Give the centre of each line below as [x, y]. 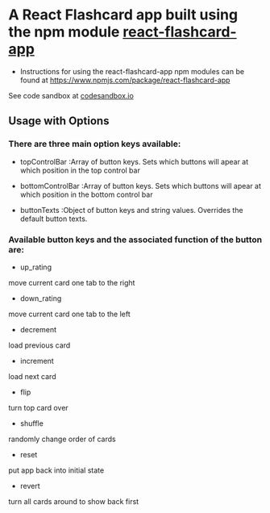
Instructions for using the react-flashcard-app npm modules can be [132, 71]
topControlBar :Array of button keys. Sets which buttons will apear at [134, 161]
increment [37, 361]
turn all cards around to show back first [74, 501]
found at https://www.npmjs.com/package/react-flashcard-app [125, 80]
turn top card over [38, 407]
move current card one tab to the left [69, 314]
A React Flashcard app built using [123, 15]
